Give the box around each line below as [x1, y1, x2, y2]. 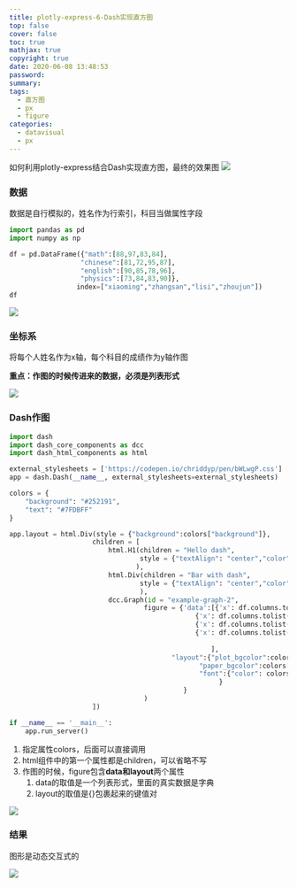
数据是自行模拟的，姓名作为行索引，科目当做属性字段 [9, 208, 203, 219]
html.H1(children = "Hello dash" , [107, 546, 236, 555]
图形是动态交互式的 [9, 851, 80, 861]
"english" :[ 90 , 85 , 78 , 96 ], [80, 266, 176, 275]
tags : [9, 87, 29, 96]
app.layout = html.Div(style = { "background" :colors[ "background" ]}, [9, 529, 271, 538]
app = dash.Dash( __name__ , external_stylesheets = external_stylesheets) [9, 473, 278, 482]
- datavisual [17, 128, 65, 137]
